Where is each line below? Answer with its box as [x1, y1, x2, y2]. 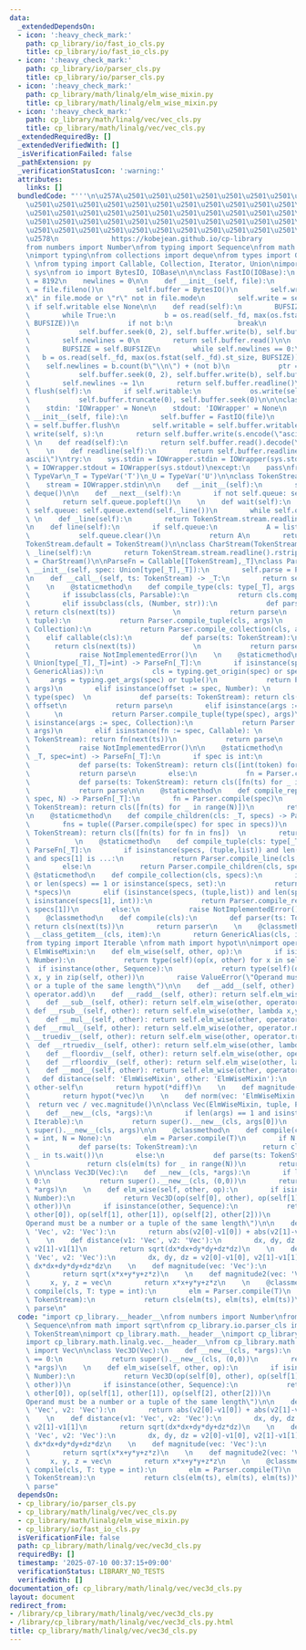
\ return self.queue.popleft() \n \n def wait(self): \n [25, 497, 291, 507]
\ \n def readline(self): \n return [25, 447, 214, 456]
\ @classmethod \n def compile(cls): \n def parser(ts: [25, 913, 287, 922]
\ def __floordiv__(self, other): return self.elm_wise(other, [25, 1049, 283, 1058]
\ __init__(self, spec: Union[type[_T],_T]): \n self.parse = [25, 565, 291, 574]
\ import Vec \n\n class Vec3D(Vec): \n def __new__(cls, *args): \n [25, 1346, 291, 1356]
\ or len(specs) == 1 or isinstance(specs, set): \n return [25, 879, 300, 888]
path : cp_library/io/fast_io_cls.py [25, 38, 166, 48]
